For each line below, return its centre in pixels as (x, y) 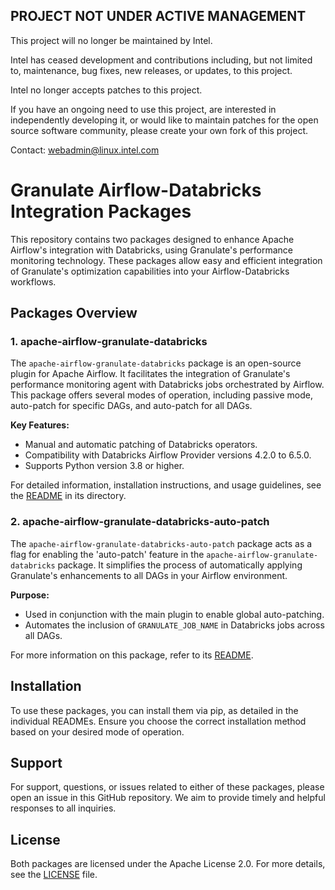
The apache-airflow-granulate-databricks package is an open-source (156, 363)
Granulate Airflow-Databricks (136, 190)
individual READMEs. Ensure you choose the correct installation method (158, 721)
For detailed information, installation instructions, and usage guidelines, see (166, 485)
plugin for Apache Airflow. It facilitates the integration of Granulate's (150, 374)
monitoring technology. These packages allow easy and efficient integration (166, 260)
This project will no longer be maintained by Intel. (111, 40)
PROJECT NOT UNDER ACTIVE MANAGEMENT (158, 16)
